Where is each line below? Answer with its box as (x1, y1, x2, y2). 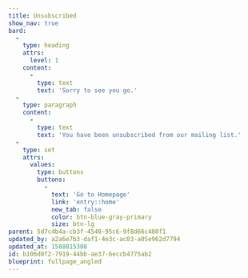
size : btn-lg (50, 220, 94, 228)
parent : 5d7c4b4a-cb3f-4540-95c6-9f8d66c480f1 (8, 228, 166, 236)
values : (29, 161, 56, 169)
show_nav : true (8, 19, 59, 27)
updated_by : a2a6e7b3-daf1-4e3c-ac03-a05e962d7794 (8, 236, 181, 244)
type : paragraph (22, 101, 78, 109)
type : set (22, 146, 56, 154)
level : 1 (29, 57, 59, 65)
